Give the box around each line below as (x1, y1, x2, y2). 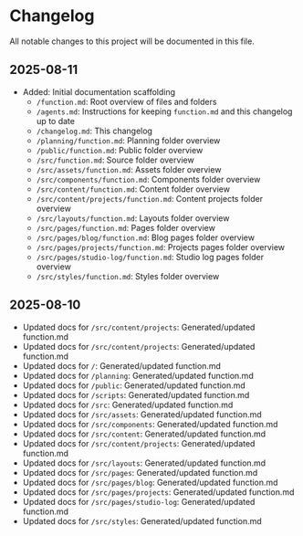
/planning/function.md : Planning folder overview (36, 134, 221, 146)
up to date (36, 115, 76, 126)
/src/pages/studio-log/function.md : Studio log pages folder (36, 251, 265, 262)
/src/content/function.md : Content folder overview (36, 184, 231, 194)
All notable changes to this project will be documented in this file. (9, 36, 256, 47)
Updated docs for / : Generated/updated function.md (22, 360, 222, 371)
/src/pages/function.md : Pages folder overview (36, 222, 216, 233)
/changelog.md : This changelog (36, 125, 153, 136)
